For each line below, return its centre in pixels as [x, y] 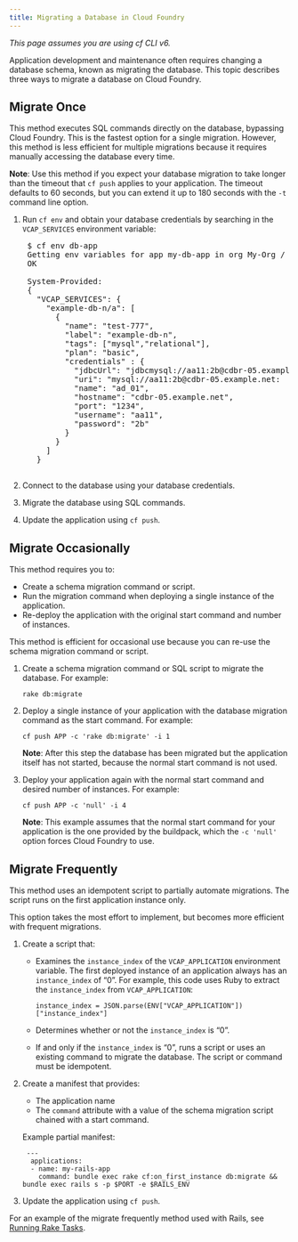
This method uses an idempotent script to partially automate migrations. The [149, 890]
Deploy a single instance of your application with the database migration [154, 711]
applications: [56, 1161]
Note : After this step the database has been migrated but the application [155, 753]
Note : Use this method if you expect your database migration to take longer [148, 174]
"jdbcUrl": [98, 371]
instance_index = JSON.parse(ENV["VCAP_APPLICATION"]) [139, 1006]
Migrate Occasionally [70, 548]
